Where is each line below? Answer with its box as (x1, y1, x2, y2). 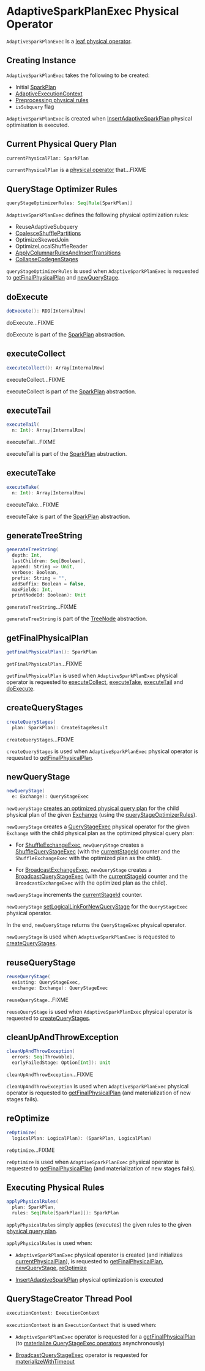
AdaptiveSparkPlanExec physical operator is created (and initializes (15, 1251, 183, 1258)
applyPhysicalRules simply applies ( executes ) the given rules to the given (6, 1221, 192, 1228)
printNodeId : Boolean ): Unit (12, 592, 86, 598)
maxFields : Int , (12, 586, 53, 593)
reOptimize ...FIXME (6, 1146, 55, 1154)
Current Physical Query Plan (6, 139, 117, 149)
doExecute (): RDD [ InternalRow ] (6, 308, 86, 314)
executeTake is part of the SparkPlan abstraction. (6, 513, 130, 520)
